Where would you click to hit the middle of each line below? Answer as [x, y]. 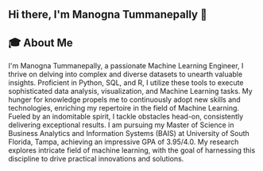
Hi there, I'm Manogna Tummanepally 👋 [108, 15]
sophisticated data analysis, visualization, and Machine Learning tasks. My [130, 91]
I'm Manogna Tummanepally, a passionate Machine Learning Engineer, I [126, 66]
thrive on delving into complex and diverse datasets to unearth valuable [126, 74]
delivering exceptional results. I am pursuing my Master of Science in [121, 125]
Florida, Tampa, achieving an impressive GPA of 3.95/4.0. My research [124, 142]
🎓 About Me [41, 43]
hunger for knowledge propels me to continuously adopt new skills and [124, 99]
